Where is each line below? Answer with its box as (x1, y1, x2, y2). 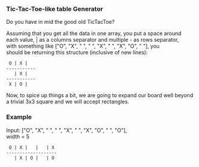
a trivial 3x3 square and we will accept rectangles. (6, 98, 129, 106)
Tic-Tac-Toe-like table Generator (6, 5, 103, 13)
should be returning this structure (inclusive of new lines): (6, 49, 148, 56)
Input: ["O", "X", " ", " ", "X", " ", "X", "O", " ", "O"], (6, 126, 128, 134)
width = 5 (6, 133, 30, 140)
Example (6, 113, 32, 121)
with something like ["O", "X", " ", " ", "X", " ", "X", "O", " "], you (6, 42, 160, 50)
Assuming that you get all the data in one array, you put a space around (6, 30, 182, 37)
